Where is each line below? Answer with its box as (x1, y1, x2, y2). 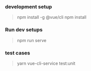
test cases (5, 49, 30, 56)
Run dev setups (5, 27, 43, 33)
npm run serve (17, 37, 47, 43)
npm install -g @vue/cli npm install (17, 14, 87, 20)
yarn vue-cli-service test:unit (17, 60, 75, 66)
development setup (5, 3, 52, 10)
